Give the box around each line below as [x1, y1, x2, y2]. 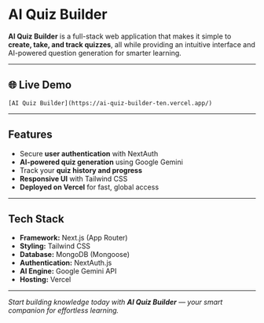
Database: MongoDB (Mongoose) [19, 250, 130, 259]
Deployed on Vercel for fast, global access [19, 182, 159, 192]
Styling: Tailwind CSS [19, 241, 91, 251]
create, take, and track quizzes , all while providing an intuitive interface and [8, 39, 255, 49]
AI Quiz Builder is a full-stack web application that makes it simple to [8, 31, 232, 41]
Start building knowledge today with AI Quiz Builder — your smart [8, 297, 223, 307]
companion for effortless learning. [8, 306, 119, 315]
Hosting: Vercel [19, 275, 71, 284]
